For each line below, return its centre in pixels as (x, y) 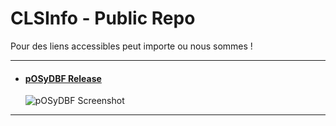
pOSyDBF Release (63, 78)
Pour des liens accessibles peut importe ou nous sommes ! (131, 46)
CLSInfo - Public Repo (103, 18)
